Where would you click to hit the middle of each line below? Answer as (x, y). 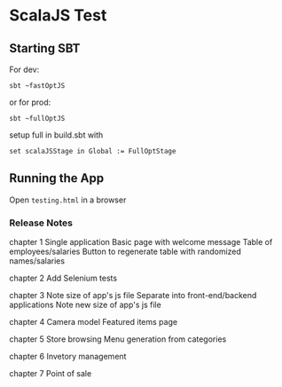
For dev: (24, 69)
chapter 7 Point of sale (51, 374)
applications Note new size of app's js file (85, 305)
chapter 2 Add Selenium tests (63, 278)
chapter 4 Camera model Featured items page (94, 322)
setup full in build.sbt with (56, 135)
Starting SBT (45, 48)
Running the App (57, 178)
